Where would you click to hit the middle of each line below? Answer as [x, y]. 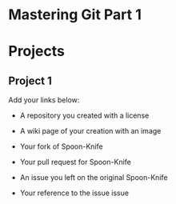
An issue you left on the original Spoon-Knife [94, 178]
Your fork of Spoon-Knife [61, 146]
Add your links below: [44, 100]
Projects [37, 52]
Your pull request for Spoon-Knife [76, 162]
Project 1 [30, 80]
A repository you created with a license [84, 116]
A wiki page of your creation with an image [90, 131]
